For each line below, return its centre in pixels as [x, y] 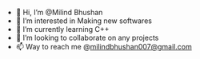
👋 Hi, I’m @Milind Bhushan [59, 12]
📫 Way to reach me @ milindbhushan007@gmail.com [104, 47]
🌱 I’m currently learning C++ [62, 29]
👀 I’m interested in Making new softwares [84, 21]
